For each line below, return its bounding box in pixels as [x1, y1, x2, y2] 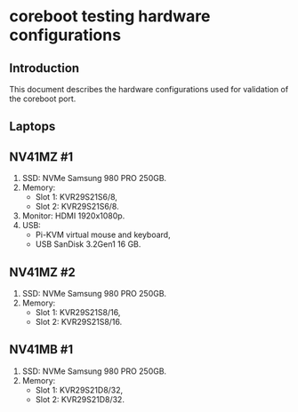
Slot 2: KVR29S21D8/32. [35, 393, 125, 405]
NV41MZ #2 [9, 265, 76, 280]
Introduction [9, 60, 80, 75]
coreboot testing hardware [9, 6, 211, 27]
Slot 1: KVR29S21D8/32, [35, 384, 124, 395]
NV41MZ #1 [9, 149, 74, 164]
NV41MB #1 [9, 342, 74, 357]
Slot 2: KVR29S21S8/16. [35, 317, 123, 328]
